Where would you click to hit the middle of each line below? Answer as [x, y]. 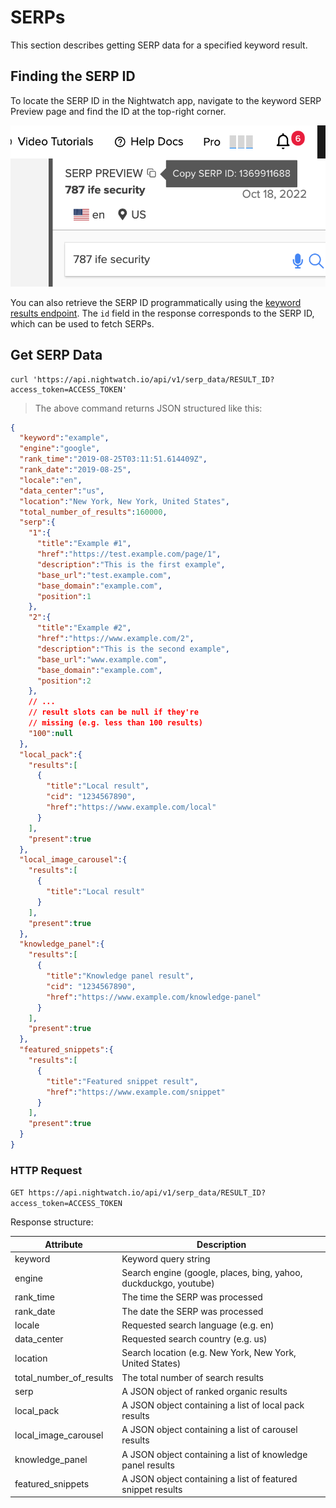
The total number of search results [192, 1377]
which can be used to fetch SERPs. [82, 323]
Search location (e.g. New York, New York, [209, 1353]
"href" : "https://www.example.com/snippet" [136, 1092]
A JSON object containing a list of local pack [213, 1405]
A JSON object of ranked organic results [204, 1391]
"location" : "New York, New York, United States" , [124, 501]
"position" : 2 [64, 681]
